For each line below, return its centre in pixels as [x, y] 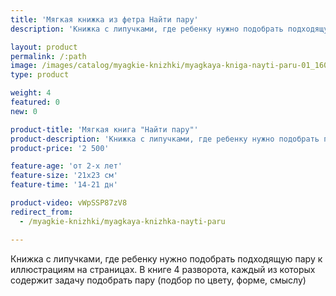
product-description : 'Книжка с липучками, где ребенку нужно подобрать [165, 139]
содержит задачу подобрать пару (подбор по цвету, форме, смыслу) [158, 280]
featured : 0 [35, 102]
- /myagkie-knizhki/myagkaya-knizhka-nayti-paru [122, 221]
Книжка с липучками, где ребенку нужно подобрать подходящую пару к [166, 258]
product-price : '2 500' [60, 148]
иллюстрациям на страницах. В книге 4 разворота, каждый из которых [163, 269]
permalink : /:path [48, 56]
